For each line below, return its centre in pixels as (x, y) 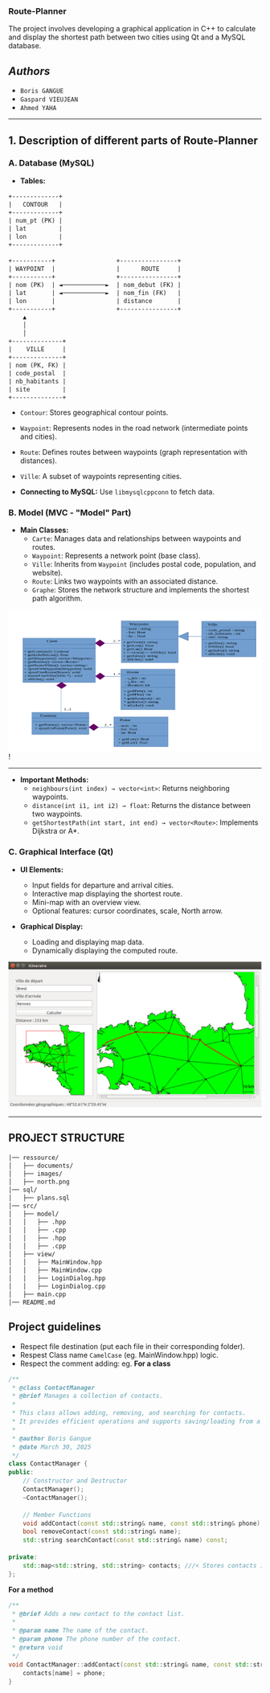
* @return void (37, 1648)
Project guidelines (55, 1327)
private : (23, 1557)
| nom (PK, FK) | (37, 365)
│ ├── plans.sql (39, 1198)
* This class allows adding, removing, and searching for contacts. (129, 1413)
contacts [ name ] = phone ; (64, 1673)
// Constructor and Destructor (75, 1481)
